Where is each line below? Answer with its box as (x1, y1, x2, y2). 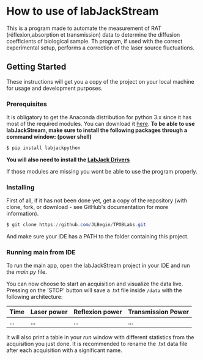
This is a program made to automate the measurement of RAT (6, 24, 162, 32)
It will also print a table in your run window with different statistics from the (6, 334, 194, 341)
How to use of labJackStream (6, 4, 159, 18)
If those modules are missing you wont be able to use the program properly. (6, 167, 197, 175)
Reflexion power (73, 307, 122, 316)
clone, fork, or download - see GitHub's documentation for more (6, 204, 169, 211)
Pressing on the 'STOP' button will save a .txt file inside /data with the (6, 287, 182, 294)
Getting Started (6, 62, 67, 72)
